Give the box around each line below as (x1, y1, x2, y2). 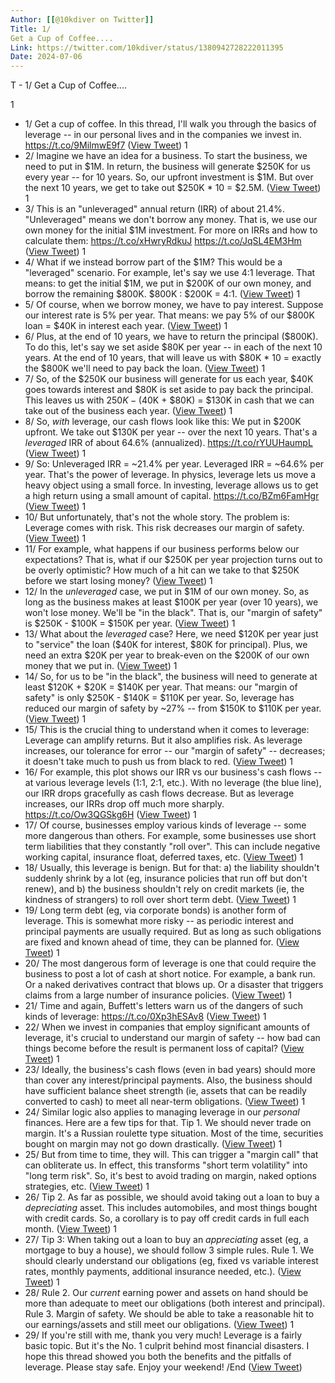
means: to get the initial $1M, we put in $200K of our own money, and (24, 277, 312, 290)
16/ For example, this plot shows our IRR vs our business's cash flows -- (24, 766, 323, 778)
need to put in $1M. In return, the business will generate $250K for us (24, 161, 311, 173)
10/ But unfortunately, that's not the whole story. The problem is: (24, 511, 290, 523)
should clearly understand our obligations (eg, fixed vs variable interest (24, 1255, 319, 1267)
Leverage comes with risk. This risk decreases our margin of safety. (24, 522, 305, 534)
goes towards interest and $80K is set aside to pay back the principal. (24, 384, 314, 396)
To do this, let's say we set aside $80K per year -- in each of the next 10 (24, 341, 323, 353)
